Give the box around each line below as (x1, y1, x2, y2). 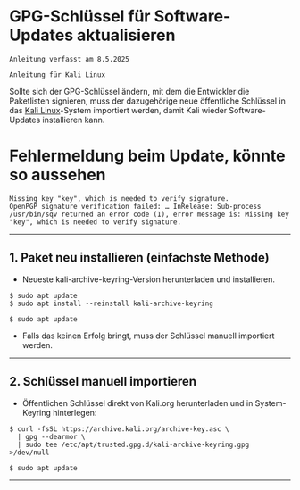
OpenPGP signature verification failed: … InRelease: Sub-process (9, 202, 262, 211)
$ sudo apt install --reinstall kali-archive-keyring (9, 299, 214, 308)
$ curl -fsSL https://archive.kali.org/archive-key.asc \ (9, 424, 229, 434)
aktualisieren (77, 25, 176, 46)
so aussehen (9, 165, 106, 185)
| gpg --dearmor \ (17, 432, 87, 441)
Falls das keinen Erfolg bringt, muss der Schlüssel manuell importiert (21, 330, 275, 341)
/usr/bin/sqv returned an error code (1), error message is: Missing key (9, 210, 290, 219)
